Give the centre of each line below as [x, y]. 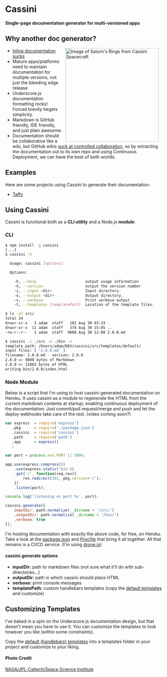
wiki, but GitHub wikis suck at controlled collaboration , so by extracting [85, 146]
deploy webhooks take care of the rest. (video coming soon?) [68, 414]
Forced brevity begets [35, 109]
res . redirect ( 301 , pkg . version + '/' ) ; [62, 478]
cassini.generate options [32, 556]
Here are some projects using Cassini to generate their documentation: [78, 184]
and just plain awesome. [37, 130]
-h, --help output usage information [77, 282]
